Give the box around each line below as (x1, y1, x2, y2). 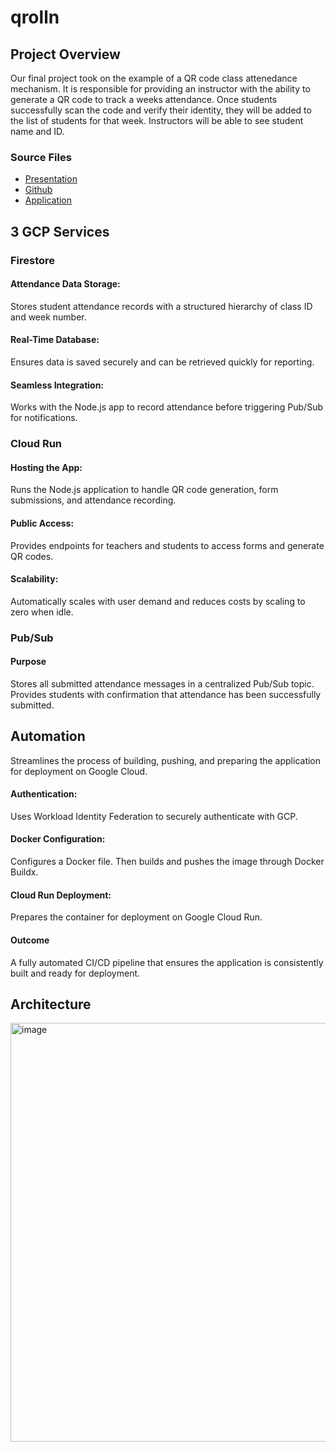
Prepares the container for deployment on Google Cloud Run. (10, 911, 263, 923)
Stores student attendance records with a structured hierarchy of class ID (10, 300, 313, 312)
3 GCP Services (10, 223, 110, 240)
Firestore (10, 253, 56, 267)
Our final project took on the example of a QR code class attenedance (10, 72, 298, 84)
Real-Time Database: (10, 334, 100, 346)
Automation (10, 728, 86, 745)
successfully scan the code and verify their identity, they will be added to (10, 104, 312, 116)
